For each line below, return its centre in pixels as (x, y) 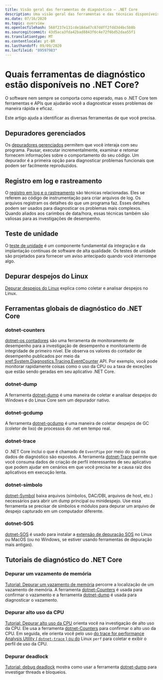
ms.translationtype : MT (29, 37)
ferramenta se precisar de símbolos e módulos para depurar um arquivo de (80, 506)
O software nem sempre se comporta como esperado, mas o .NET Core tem (81, 98)
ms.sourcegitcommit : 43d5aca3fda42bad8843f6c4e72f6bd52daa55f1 (70, 32)
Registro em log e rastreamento (54, 181)
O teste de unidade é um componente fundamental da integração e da (75, 245)
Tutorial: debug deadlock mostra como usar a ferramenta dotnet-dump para (81, 667)
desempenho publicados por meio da (42, 356)
